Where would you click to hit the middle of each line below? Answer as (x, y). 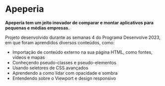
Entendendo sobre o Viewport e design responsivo (64, 78)
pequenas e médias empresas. (37, 28)
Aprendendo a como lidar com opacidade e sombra (65, 73)
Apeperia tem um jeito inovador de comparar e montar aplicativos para (79, 23)
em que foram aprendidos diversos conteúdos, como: (60, 42)
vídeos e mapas (28, 57)
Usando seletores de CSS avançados (50, 68)
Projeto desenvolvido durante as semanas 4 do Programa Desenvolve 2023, (83, 37)
